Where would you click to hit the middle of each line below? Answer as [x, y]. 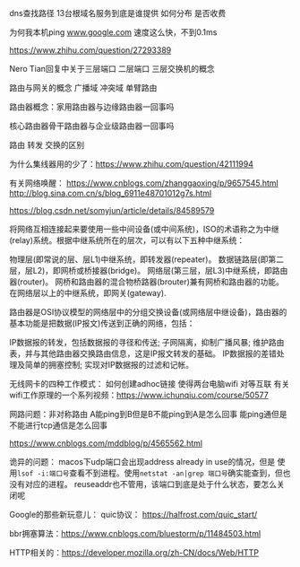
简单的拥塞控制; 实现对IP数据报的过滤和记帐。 [109, 365]
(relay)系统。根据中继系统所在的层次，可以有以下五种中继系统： [127, 240]
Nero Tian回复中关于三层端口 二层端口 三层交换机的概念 [112, 69]
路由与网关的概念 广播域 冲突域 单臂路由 [83, 87]
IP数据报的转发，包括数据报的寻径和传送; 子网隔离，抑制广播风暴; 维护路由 [147, 342]
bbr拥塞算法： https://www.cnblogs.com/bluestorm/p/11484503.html [135, 533]
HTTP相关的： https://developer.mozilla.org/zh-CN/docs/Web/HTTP [134, 553]
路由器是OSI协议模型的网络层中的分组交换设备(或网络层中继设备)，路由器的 [148, 312]
